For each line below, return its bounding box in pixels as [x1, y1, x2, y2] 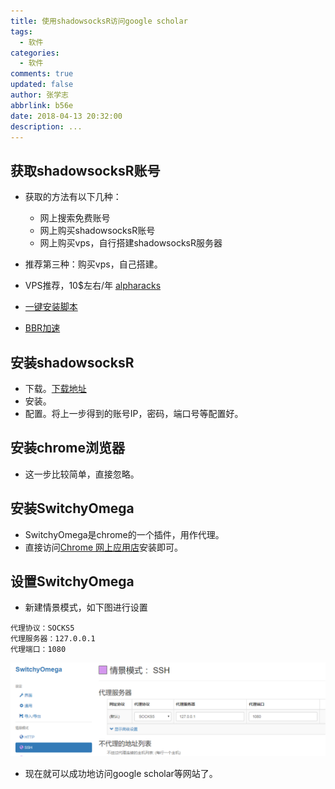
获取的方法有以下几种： [24, 191, 122, 203]
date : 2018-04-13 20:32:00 [10, 111, 123, 121]
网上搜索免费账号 [39, 212, 111, 224]
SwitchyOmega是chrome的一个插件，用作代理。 [24, 528, 225, 540]
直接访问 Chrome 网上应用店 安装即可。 [24, 541, 184, 553]
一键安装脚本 [24, 301, 78, 313]
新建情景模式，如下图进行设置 [24, 601, 148, 614]
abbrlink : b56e [10, 100, 74, 110]
